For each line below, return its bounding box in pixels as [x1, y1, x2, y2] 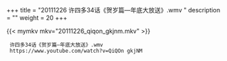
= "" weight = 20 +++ [6, 14, 68, 22]
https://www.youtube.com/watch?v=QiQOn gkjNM [9, 47, 143, 54]
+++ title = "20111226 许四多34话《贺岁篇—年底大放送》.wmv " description [6, 6, 221, 14]
